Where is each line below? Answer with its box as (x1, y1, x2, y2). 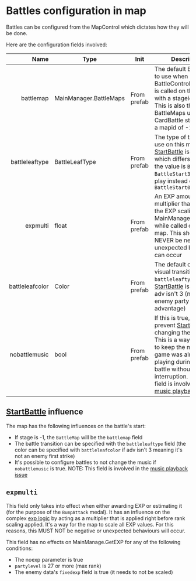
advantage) (154, 304, 186, 312)
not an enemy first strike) (14, 452, 75, 459)
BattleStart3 (154, 170, 191, 177)
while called (154, 221, 187, 230)
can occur (154, 251, 183, 259)
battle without (154, 365, 192, 373)
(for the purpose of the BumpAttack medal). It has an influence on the (6, 508, 170, 515)
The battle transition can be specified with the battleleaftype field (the (14, 440, 186, 447)
